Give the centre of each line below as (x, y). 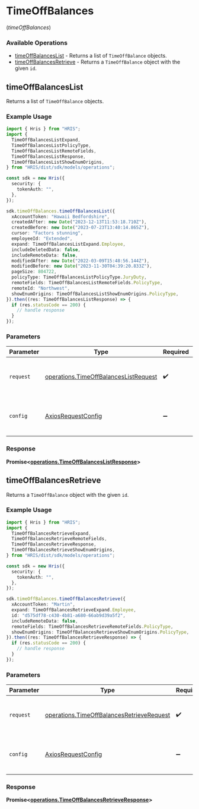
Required (176, 352)
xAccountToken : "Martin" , (44, 605)
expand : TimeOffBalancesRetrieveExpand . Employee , (74, 610)
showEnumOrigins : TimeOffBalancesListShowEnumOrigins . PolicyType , (95, 294)
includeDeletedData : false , (46, 250)
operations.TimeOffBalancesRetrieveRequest (107, 715)
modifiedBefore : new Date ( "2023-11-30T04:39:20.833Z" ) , (82, 266)
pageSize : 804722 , (34, 272)
